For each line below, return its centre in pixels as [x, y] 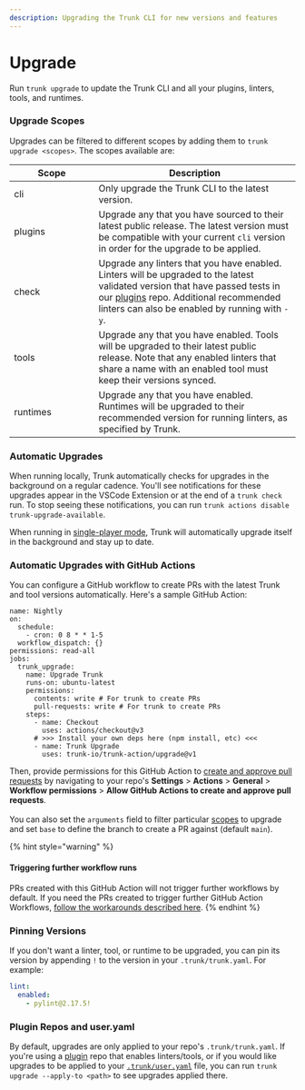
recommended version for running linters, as [193, 417]
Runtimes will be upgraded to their [172, 406]
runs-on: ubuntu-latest [71, 683]
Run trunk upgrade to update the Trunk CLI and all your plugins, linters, [142, 88]
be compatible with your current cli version [192, 237]
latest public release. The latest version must [193, 225]
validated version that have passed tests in [189, 285]
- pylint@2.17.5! [59, 1003]
